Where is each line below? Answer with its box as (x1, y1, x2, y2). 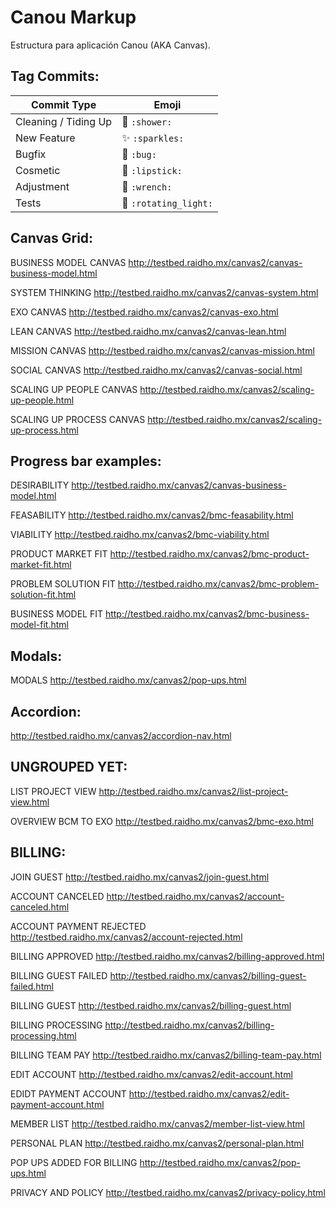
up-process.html (10, 424, 79, 436)
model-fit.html (10, 619, 69, 631)
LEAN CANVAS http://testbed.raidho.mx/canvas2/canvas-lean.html (10, 325, 287, 337)
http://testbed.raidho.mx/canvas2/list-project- (98, 785, 289, 797)
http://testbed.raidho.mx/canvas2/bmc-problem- (117, 578, 320, 590)
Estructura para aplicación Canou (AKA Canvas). (10, 39, 211, 51)
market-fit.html (10, 559, 72, 571)
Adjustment (15, 179, 70, 193)
